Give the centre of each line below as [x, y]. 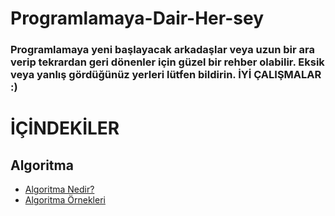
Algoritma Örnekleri [65, 200]
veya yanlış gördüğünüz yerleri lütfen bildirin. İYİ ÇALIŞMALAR [166, 75]
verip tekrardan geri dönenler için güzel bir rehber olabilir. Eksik [167, 62]
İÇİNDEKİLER [65, 128]
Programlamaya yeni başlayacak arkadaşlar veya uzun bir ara [163, 50]
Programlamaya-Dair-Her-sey [137, 18]
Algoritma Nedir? [59, 189]
